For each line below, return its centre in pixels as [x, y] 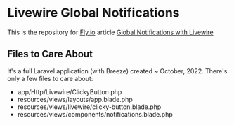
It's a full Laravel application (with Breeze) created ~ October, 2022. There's [117, 71]
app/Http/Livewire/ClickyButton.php [70, 91]
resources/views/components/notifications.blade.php [95, 114]
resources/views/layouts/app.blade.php [75, 99]
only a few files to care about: [50, 78]
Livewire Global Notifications [94, 13]
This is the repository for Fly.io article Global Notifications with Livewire [110, 32]
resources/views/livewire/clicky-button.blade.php [89, 107]
